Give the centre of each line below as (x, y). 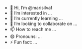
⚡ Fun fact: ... (23, 42)
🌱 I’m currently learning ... (36, 18)
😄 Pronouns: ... (26, 36)
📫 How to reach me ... (33, 29)
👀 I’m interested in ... (31, 13)
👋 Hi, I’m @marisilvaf (31, 8)
